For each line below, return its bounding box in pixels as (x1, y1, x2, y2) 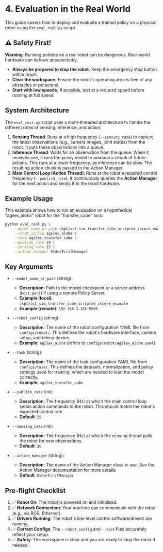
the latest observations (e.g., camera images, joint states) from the (12, 139, 146, 145)
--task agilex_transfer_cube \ (14, 236, 77, 240)
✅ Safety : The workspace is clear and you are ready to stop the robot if (12, 537, 156, 543)
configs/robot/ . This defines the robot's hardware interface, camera (19, 330, 157, 335)
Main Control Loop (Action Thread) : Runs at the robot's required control (12, 170, 158, 176)
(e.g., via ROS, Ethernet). (12, 510, 62, 516)
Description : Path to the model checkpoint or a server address (19, 285, 145, 291)
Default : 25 (19, 414, 42, 420)
